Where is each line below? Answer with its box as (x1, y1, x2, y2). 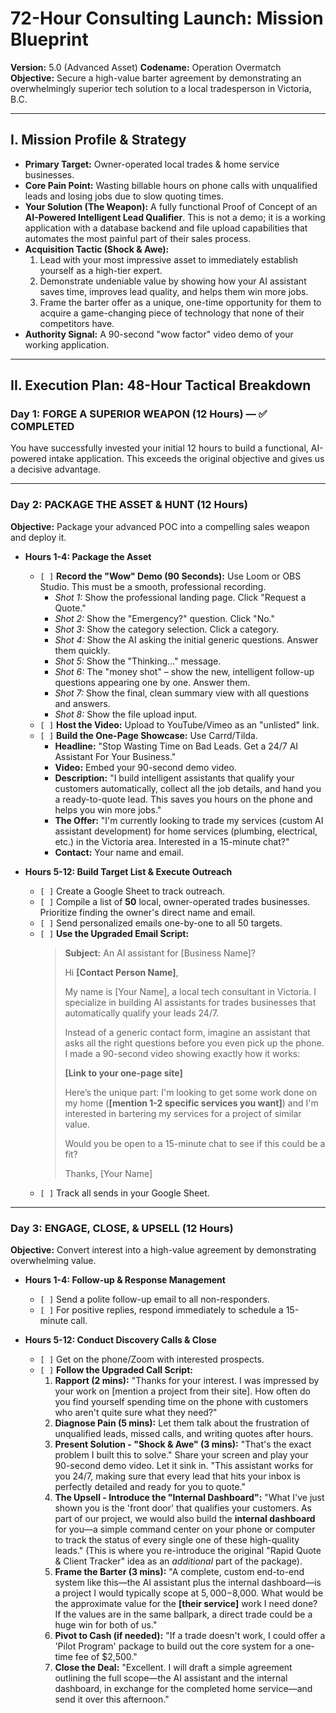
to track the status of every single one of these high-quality (54, 1534, 300, 1546)
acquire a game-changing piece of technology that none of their (39, 307, 305, 319)
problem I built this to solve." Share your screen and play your (54, 1449, 309, 1461)
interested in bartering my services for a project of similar (64, 1107, 302, 1119)
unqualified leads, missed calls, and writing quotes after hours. (54, 1428, 314, 1440)
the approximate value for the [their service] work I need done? (54, 1598, 318, 1610)
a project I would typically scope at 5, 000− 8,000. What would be (54, 1587, 324, 1599)
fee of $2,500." (74, 1651, 138, 1663)
